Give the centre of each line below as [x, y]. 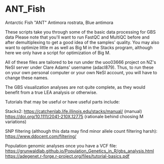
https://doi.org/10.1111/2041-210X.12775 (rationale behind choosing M [74, 116]
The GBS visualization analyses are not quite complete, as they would [75, 87]
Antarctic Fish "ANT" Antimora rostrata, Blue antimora [59, 22]
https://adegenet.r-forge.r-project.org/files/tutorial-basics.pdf [67, 156]
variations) [16, 122]
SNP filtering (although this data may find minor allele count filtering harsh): [81, 131]
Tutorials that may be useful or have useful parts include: [62, 102]
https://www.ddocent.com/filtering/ [41, 136]
